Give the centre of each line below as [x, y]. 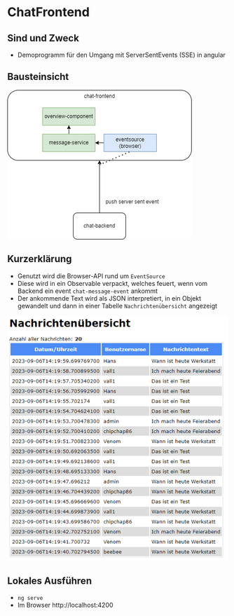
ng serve [30, 598]
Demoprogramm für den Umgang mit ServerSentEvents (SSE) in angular [122, 55]
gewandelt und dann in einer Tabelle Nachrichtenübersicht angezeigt [117, 306]
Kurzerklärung [40, 259]
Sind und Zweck [43, 38]
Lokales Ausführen [50, 581]
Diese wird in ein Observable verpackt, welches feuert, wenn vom [112, 283]
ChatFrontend [48, 12]
